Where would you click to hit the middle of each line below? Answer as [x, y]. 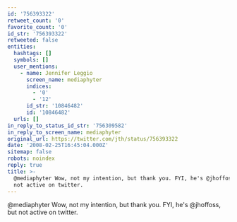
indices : [39, 86]
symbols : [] [31, 60]
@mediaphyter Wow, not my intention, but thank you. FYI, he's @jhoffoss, [114, 205]
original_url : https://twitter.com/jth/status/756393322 [93, 139]
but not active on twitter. [43, 212]
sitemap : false [30, 152]
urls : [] [26, 119]
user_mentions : [36, 66]
